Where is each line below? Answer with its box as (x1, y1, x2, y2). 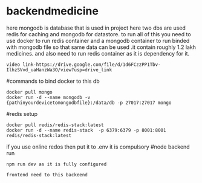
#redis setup (6, 110, 38, 117)
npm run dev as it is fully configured (6, 161, 107, 167)
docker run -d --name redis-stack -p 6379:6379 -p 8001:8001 (6, 127, 166, 133)
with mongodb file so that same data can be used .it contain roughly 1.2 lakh (6, 43, 197, 51)
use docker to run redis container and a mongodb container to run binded (6, 37, 190, 44)
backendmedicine (6, 4, 99, 18)
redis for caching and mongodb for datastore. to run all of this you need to (6, 30, 192, 37)
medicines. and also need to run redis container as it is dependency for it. (6, 50, 189, 57)
